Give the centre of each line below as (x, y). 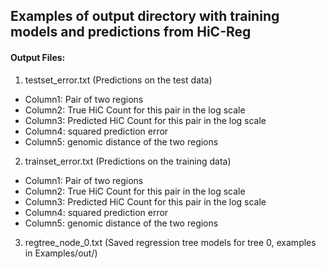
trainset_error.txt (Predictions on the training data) (128, 161)
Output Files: (38, 57)
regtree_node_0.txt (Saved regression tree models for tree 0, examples (170, 242)
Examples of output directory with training (145, 16)
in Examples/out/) (61, 253)
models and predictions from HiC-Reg (131, 32)
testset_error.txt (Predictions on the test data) (118, 80)
